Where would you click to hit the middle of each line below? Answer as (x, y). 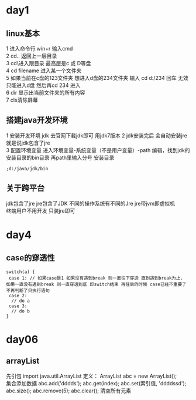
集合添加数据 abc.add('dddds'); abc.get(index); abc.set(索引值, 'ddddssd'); (96, 383)
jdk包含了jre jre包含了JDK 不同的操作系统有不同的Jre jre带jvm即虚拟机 (91, 203)
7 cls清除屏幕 (22, 100)
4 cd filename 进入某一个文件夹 (44, 70)
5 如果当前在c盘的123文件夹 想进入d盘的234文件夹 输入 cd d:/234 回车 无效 (97, 78)
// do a (21, 301)
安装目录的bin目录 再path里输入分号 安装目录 (60, 157)
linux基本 (23, 33)
